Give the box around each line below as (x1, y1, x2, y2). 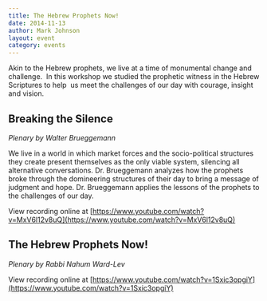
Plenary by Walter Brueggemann (8, 133, 116, 142)
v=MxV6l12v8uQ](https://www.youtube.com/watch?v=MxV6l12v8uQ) (8, 215, 236, 224)
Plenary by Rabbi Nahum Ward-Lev (8, 259, 125, 268)
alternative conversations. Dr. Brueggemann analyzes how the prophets (8, 165, 244, 175)
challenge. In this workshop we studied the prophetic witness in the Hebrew (8, 72, 260, 81)
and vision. (8, 89, 45, 98)
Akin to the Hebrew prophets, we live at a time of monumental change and (8, 63, 253, 73)
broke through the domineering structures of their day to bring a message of (8, 173, 259, 184)
